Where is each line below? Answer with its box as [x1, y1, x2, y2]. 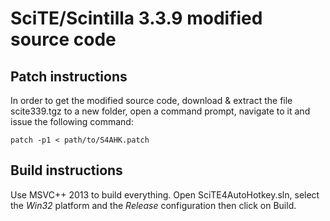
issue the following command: [10, 116, 134, 127]
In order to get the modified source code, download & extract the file [10, 95, 293, 106]
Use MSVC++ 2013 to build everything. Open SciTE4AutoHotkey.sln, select [10, 188, 320, 201]
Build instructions [10, 162, 123, 179]
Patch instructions [10, 68, 128, 85]
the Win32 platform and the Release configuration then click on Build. [10, 199, 297, 211]
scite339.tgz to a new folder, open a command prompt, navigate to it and [10, 105, 311, 117]
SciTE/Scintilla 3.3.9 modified [10, 7, 263, 30]
